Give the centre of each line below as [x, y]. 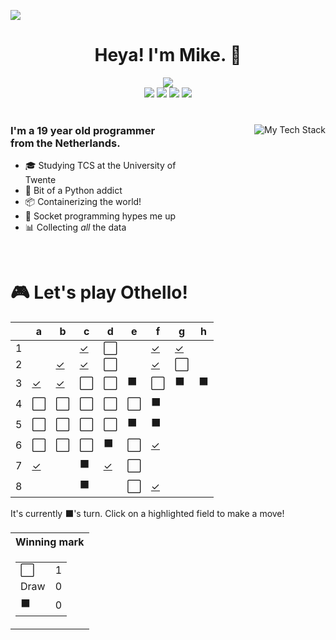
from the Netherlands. [65, 143]
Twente [40, 180]
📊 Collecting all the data [75, 227]
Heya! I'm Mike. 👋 [168, 55]
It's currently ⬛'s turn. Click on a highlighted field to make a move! [147, 514]
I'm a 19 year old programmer [83, 130]
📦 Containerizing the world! [83, 202]
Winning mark [50, 542]
